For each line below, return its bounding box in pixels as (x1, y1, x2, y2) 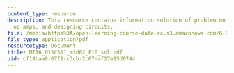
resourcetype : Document (7, 42, 77, 49)
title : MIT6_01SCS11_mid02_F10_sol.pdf (7, 49, 123, 56)
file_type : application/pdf (7, 36, 89, 43)
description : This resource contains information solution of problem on (7, 17, 226, 24)
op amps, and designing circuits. (13, 23, 114, 30)
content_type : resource (7, 10, 77, 17)
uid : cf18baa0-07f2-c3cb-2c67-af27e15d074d (7, 56, 136, 63)
